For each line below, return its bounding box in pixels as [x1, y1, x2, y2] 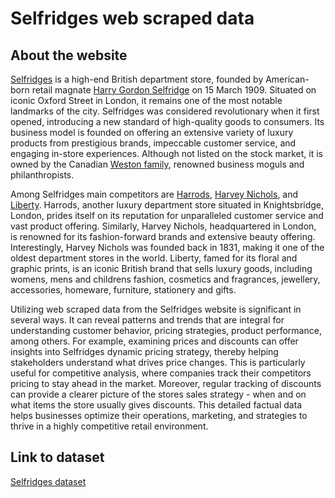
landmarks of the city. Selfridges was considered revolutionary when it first [10, 105, 320, 117]
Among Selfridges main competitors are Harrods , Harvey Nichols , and [10, 188, 299, 200]
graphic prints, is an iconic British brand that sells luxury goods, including [10, 263, 313, 274]
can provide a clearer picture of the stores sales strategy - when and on [10, 388, 307, 400]
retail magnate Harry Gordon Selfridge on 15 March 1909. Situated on [31, 84, 317, 96]
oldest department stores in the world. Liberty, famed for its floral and [10, 252, 298, 264]
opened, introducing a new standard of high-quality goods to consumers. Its [10, 116, 325, 127]
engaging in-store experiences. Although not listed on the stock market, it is [10, 148, 323, 159]
